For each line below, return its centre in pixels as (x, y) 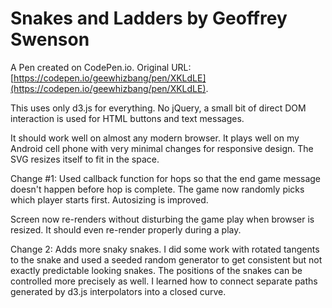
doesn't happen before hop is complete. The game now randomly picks (157, 189)
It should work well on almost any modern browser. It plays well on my (155, 138)
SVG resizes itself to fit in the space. (85, 159)
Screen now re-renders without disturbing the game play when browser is (162, 219)
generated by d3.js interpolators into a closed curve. (118, 291)
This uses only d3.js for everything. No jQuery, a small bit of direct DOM (158, 108)
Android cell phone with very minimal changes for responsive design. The (162, 148)
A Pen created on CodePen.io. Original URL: (101, 67)
